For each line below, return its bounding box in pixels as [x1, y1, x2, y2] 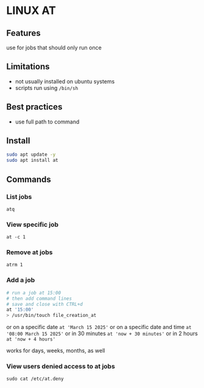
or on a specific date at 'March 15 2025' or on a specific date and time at [6, 324, 192, 331]
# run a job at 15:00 [6, 289, 62, 296]
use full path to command [15, 118, 80, 125]
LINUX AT [6, 4, 56, 18]
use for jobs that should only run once [6, 44, 102, 51]
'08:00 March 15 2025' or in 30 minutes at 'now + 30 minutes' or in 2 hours [6, 330, 198, 338]
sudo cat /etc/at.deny [6, 376, 64, 382]
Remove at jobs [6, 248, 53, 257]
